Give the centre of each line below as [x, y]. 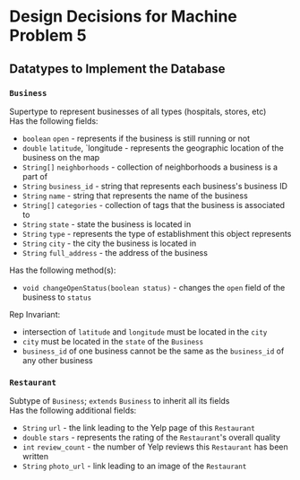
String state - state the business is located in [107, 224]
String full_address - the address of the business [115, 252]
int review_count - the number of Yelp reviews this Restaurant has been [155, 447]
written [35, 457]
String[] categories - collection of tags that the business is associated [153, 205]
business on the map [61, 157]
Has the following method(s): [63, 270]
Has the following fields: [54, 121]
